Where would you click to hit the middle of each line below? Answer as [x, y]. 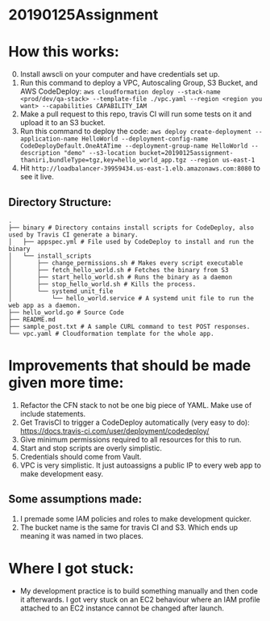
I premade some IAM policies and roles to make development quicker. [136, 518]
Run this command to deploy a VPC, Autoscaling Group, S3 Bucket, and [139, 83]
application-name [49, 139]
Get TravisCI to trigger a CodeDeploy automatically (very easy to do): [135, 422]
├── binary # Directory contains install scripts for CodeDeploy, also [131, 228]
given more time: [66, 383]
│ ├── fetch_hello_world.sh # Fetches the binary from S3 [118, 270]
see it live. [37, 177]
